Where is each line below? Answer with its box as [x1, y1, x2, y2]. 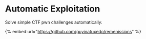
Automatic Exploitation [5, 3, 100, 14]
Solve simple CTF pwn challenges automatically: [5, 19, 103, 25]
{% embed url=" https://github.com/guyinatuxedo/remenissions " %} [5, 28, 142, 34]
